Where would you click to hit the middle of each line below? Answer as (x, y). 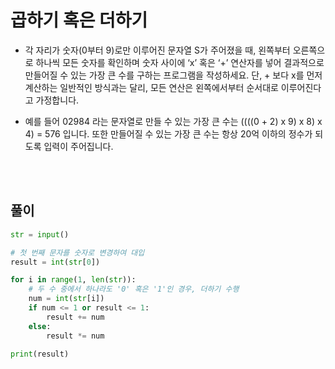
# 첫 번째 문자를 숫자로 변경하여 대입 (77, 252)
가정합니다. (57, 100)
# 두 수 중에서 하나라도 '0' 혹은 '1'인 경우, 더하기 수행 (134, 289)
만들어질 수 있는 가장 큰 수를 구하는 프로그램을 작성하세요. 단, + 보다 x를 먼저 (173, 75)
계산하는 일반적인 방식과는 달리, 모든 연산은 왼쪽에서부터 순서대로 (151, 87)
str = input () (40, 234)
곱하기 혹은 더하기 (79, 20)
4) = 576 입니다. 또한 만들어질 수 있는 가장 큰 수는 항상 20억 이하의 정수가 (168, 133)
